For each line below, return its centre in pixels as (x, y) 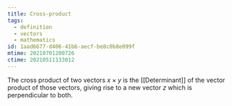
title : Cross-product (39, 14)
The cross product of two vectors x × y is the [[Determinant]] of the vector (116, 80)
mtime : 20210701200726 (41, 54)
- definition (33, 27)
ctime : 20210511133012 (41, 60)
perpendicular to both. (40, 95)
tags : (15, 20)
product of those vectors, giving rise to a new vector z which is (100, 87)
